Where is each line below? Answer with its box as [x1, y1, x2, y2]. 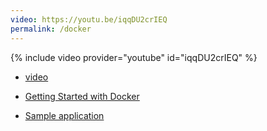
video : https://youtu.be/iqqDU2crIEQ [10, 14, 168, 25]
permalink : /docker [10, 24, 92, 34]
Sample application [24, 109, 105, 121]
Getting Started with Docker [24, 90, 140, 102]
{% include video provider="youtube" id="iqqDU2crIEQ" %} [10, 51, 258, 63]
